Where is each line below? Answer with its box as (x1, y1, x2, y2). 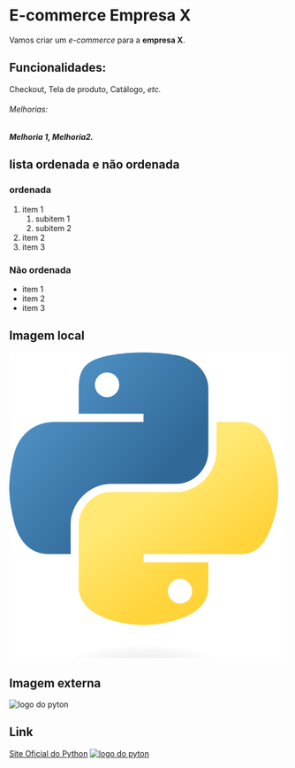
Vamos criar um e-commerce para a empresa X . (9, 35, 185, 45)
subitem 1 (34, 213, 71, 224)
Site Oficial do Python (9, 748, 88, 758)
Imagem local (9, 329, 86, 344)
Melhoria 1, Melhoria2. (9, 131, 95, 142)
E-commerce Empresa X (9, 5, 192, 26)
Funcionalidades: (9, 60, 107, 75)
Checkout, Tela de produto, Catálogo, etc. (9, 83, 162, 94)
